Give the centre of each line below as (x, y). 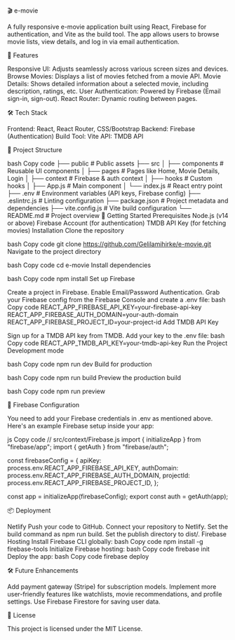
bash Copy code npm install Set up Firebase (71, 279)
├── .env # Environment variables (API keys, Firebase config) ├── (104, 193)
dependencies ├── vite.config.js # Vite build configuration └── (99, 208)
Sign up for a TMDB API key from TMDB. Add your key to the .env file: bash (116, 335)
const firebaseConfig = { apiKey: (54, 461)
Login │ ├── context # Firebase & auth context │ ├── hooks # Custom (110, 178)
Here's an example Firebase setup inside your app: (81, 426)
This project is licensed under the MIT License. (75, 629)
